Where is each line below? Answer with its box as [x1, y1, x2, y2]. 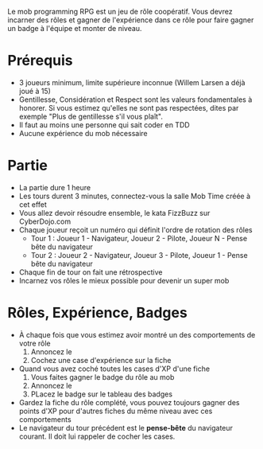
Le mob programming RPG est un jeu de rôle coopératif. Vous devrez [7, 7, 233, 16]
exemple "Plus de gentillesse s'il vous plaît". [18, 111, 164, 121]
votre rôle [18, 338, 51, 348]
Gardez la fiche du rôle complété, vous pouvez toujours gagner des [18, 397, 240, 407]
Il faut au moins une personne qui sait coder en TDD [18, 119, 190, 130]
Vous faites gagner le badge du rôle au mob [30, 372, 175, 381]
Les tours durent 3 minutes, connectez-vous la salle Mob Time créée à [18, 191, 251, 201]
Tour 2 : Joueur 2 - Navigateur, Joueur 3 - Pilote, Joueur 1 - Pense [30, 250, 248, 260]
